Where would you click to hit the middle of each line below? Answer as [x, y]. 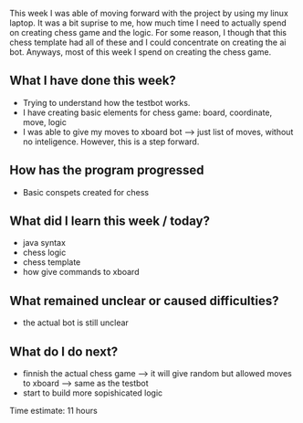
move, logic [44, 122]
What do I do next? [64, 351]
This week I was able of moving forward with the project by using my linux [149, 13]
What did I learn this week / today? [110, 222]
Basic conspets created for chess [85, 192]
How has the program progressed [107, 170]
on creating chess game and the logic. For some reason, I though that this [148, 32]
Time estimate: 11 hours [53, 411]
